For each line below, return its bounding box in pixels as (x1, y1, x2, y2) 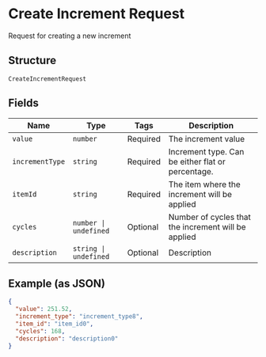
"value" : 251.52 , (15, 306, 73, 313)
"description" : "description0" (15, 334, 119, 343)
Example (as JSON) (8, 276, 105, 290)
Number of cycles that (168, 211, 252, 222)
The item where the (168, 179, 241, 190)
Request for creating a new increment (8, 31, 131, 40)
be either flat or (168, 156, 226, 167)
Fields (8, 97, 40, 110)
